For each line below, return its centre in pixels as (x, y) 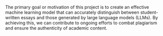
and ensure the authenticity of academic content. (56, 28)
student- (149, 12)
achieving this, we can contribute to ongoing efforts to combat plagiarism (81, 23)
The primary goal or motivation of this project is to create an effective (77, 7)
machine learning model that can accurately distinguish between (72, 12)
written (13, 18)
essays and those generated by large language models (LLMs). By (90, 18)
